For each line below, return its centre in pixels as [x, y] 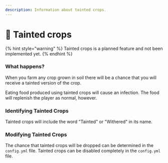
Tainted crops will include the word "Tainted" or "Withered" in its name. [79, 122]
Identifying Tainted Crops [37, 110]
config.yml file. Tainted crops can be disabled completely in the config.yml [83, 151]
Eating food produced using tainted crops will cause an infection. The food [82, 92]
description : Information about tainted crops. [56, 10]
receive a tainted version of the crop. [43, 82]
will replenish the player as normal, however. [51, 97]
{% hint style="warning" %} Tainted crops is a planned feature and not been [84, 48]
